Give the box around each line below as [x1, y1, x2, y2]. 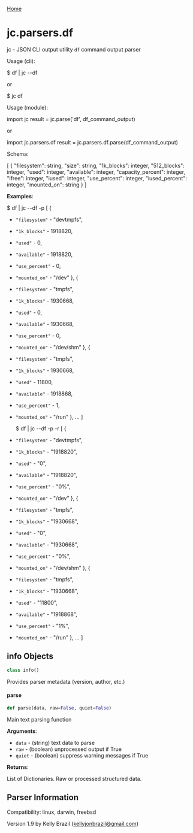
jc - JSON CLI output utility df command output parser [7, 46, 141, 53]
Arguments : [7, 728, 38, 735]
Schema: [7, 150, 29, 158]
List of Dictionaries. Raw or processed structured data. [7, 775, 142, 782]
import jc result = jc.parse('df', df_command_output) [7, 115, 135, 122]
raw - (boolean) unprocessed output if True [15, 746, 122, 753]
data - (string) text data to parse [15, 739, 95, 746]
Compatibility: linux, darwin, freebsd [7, 808, 96, 816]
